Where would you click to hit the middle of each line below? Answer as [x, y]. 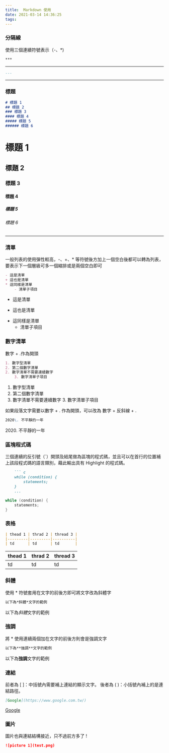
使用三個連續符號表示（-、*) [35, 50]
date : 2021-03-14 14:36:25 [33, 15]
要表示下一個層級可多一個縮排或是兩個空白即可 [54, 266]
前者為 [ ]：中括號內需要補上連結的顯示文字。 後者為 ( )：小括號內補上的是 [82, 684]
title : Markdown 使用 [28, 10]
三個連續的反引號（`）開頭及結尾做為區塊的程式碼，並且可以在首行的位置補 [83, 457]
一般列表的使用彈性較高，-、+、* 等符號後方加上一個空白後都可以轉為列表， [84, 259]
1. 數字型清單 [18, 363]
